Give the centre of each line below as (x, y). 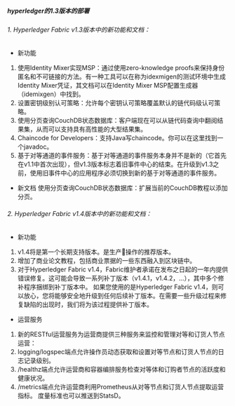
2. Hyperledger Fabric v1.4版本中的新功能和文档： (80, 214)
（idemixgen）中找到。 (51, 94)
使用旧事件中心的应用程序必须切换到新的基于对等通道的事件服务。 (125, 172)
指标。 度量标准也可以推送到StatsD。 (71, 395)
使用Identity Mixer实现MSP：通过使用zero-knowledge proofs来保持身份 (121, 67)
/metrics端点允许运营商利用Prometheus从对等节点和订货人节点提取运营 (121, 386)
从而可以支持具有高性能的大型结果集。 (92, 129)
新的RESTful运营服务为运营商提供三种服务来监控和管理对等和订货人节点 (121, 334)
